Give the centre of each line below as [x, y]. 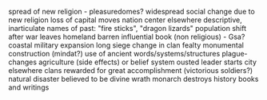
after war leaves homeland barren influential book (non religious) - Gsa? [127, 37]
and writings [29, 87]
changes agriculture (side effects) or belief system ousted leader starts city [133, 62]
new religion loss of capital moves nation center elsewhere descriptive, [125, 20]
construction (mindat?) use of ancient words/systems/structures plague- [128, 54]
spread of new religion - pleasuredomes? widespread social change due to [132, 12]
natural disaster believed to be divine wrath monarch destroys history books [133, 79]
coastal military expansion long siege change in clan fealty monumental [126, 45]
